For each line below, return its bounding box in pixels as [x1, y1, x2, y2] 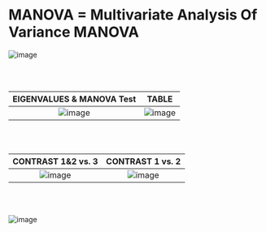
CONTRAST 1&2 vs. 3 [12, 156, 98, 167]
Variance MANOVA [8, 23, 140, 41]
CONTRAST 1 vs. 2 [105, 156, 181, 167]
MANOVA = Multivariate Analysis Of [8, 6, 258, 24]
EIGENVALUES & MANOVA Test [12, 93, 137, 105]
